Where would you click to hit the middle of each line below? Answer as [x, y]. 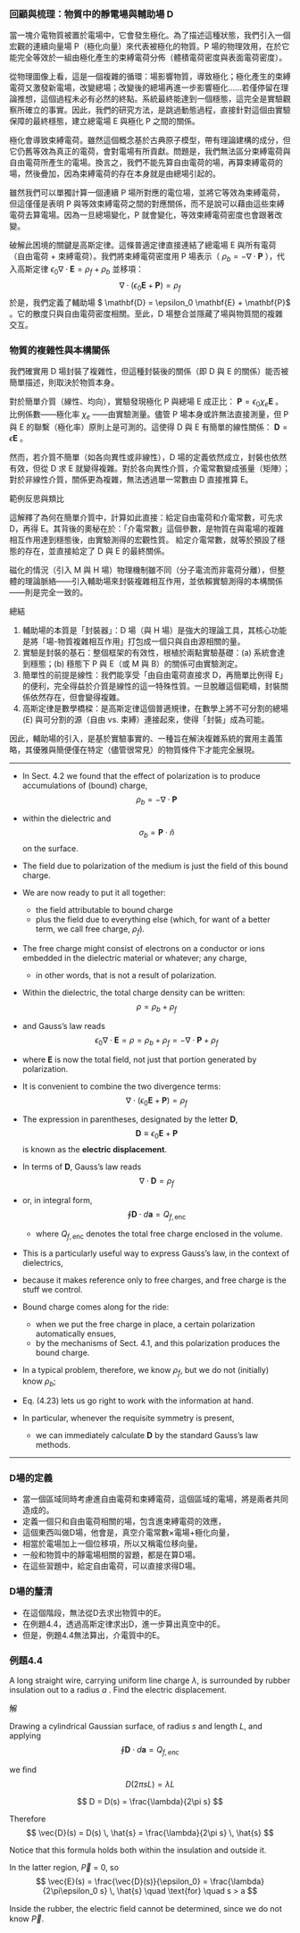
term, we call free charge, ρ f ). [90, 930]
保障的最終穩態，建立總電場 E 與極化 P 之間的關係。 [105, 121]
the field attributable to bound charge [104, 910]
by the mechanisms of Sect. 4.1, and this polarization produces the [158, 1343]
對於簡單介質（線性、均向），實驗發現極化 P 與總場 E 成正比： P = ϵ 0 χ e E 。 [146, 402]
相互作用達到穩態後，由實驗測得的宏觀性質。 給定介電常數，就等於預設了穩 [147, 540]
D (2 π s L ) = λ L [150, 1784]
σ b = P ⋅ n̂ [157, 834]
